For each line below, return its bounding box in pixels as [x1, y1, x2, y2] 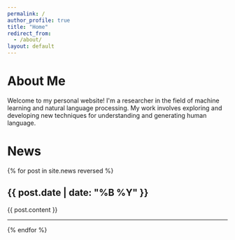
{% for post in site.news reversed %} [7, 166, 114, 175]
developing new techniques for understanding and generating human [7, 111, 207, 119]
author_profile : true [7, 17, 71, 24]
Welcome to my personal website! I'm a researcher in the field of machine [7, 96, 220, 105]
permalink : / [7, 10, 45, 18]
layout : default [7, 43, 55, 50]
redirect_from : [7, 29, 52, 37]
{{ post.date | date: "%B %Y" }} [7, 187, 149, 199]
